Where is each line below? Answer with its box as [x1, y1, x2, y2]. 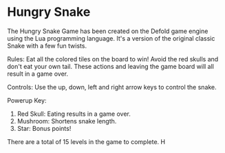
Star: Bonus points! [17, 124, 72, 132]
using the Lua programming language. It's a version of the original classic [7, 34, 215, 42]
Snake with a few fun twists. [7, 41, 87, 50]
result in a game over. [7, 70, 69, 78]
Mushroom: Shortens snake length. [17, 116, 117, 125]
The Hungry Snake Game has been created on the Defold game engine [7, 27, 208, 35]
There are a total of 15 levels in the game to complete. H [7, 137, 166, 145]
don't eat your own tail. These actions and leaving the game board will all [7, 62, 215, 70]
